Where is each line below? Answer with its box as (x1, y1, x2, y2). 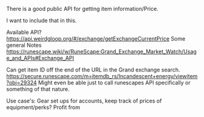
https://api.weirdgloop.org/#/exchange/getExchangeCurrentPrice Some (6, 35, 186, 42)
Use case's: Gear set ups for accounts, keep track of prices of (6, 97, 162, 104)
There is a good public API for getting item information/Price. (6, 5, 159, 12)
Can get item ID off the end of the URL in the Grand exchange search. (6, 66, 180, 73)
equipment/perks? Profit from (6, 104, 81, 111)
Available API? (6, 28, 42, 36)
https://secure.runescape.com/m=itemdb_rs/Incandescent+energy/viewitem (6, 73, 198, 79)
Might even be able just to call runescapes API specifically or (38, 79, 191, 86)
